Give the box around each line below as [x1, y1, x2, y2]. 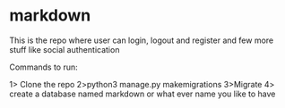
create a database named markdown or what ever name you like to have [9, 88, 276, 99]
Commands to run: [9, 62, 78, 72]
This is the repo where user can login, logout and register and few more [9, 35, 274, 46]
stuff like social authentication [9, 44, 120, 54]
